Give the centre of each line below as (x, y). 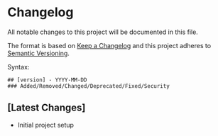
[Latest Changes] (47, 108)
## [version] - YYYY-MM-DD (47, 80)
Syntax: (18, 67)
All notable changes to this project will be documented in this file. (103, 32)
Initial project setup (46, 125)
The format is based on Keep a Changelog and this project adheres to (109, 45)
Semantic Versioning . (38, 53)
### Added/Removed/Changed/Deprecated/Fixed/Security (89, 86)
